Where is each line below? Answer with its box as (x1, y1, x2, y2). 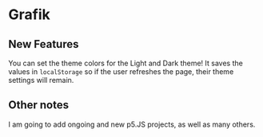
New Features (8, 37, 79, 51)
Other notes (8, 98, 70, 112)
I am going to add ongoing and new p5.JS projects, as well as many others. (8, 119, 256, 129)
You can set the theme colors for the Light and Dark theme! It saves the (8, 58, 244, 68)
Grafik (8, 6, 50, 24)
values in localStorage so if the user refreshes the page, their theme (8, 67, 234, 76)
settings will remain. (8, 76, 74, 84)
